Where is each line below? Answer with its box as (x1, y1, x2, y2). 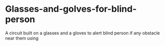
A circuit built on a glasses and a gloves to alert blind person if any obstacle (5, 30, 160, 36)
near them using (5, 35, 39, 41)
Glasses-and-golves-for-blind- (5, 3, 137, 15)
